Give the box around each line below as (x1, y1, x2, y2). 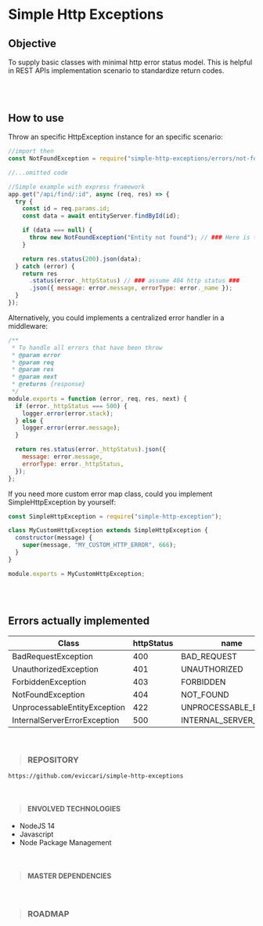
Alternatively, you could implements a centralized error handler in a (8, 312, 225, 323)
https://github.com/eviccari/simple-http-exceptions (8, 772, 184, 780)
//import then (8, 148, 55, 155)
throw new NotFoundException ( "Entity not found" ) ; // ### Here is (28, 234, 250, 242)
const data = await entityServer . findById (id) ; (22, 212, 180, 221)
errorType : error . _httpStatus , (22, 460, 124, 468)
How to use (8, 111, 64, 125)
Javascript (19, 829, 54, 839)
